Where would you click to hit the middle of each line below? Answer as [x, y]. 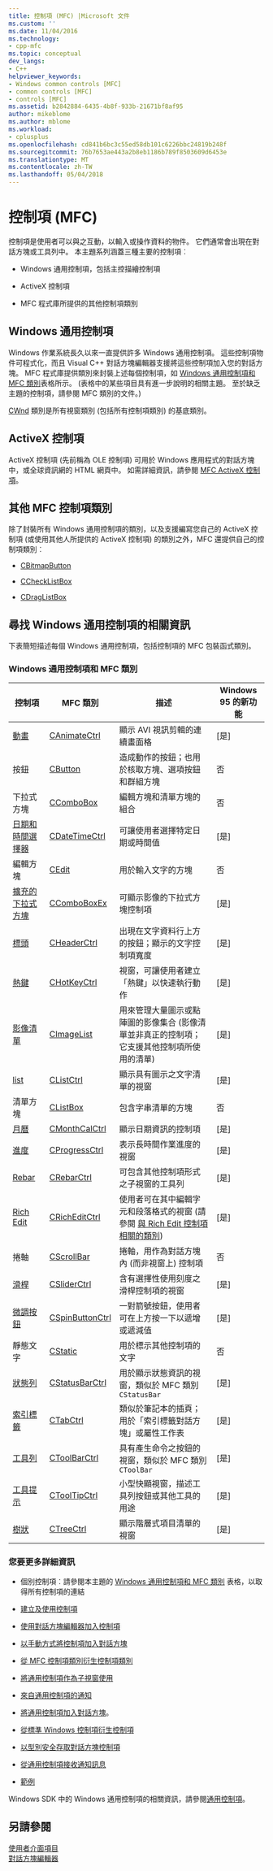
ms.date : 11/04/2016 [43, 31]
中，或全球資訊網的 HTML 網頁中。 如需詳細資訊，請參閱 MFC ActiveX [126, 470]
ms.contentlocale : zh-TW [50, 167]
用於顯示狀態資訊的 [156, 1373]
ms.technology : [34, 39]
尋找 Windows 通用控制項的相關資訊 [100, 625]
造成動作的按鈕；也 [156, 758]
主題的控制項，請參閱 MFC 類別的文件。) [75, 393]
